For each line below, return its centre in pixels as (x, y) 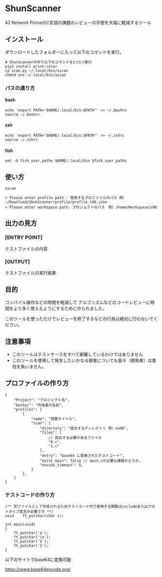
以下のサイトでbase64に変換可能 (38, 559)
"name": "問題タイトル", (54, 419)
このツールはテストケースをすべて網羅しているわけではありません (77, 354)
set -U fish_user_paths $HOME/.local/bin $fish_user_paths (66, 161)
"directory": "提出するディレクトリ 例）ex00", (84, 428)
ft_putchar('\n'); (32, 537)
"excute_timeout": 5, (61, 465)
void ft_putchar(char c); (34, 516)
